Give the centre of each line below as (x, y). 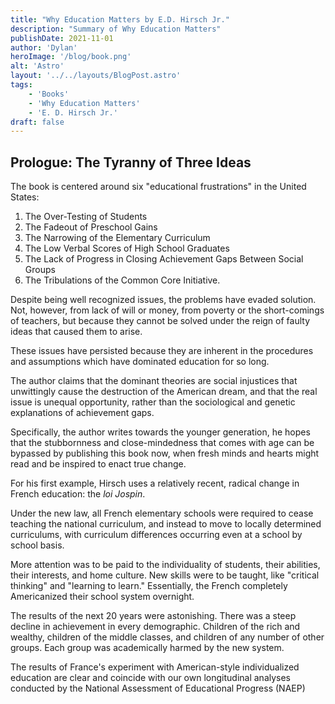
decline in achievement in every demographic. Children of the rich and (155, 627)
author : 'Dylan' (44, 47)
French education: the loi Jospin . (78, 494)
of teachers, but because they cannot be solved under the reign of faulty (160, 321)
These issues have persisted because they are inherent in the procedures (162, 351)
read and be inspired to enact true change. (98, 464)
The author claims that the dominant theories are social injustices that (154, 381)
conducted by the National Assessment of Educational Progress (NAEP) (158, 688)
